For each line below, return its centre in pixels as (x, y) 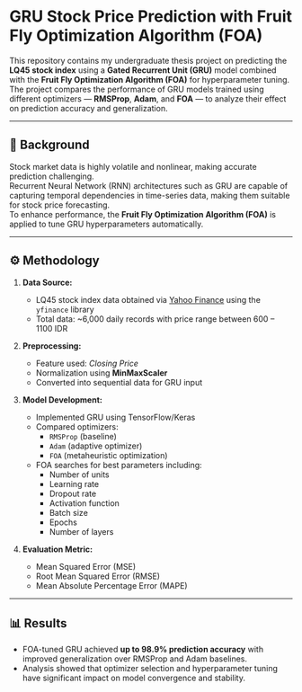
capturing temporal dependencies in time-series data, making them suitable (150, 195)
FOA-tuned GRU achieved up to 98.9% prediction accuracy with (142, 650)
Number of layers (81, 531)
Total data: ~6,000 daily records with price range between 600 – (155, 319)
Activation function (84, 503)
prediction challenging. (52, 176)
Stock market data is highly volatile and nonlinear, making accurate (133, 166)
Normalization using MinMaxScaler (102, 373)
